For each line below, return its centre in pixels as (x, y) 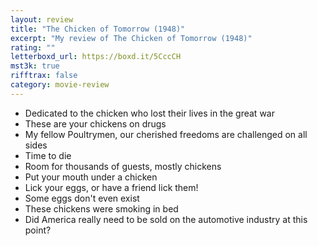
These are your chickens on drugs (95, 123)
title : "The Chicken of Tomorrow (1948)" (98, 29)
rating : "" (33, 47)
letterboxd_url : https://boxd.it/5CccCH (96, 57)
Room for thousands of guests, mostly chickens (123, 166)
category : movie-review (60, 85)
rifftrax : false (44, 76)
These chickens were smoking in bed (101, 208)
